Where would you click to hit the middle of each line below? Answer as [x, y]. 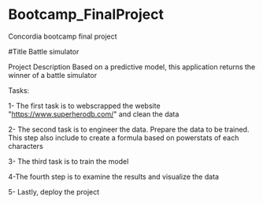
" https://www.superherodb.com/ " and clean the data [94, 114]
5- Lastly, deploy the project [54, 191]
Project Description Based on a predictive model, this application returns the [132, 67]
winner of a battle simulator [52, 75]
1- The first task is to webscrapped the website [84, 106]
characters [26, 146]
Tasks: [19, 90]
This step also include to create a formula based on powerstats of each [124, 137]
